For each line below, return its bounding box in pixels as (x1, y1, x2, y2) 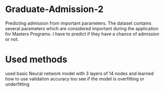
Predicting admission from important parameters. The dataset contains (5, 20, 151, 26)
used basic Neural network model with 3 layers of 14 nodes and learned (5, 70, 154, 76)
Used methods (5, 54, 68, 65)
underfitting (5, 81, 30, 87)
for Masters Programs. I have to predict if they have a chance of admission (5, 31, 159, 37)
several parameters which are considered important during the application (5, 25, 159, 31)
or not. (5, 36, 19, 42)
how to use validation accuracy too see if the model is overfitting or (5, 75, 144, 81)
